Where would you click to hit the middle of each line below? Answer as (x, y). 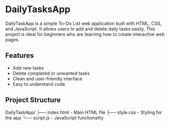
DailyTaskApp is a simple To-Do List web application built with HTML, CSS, (83, 23)
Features (20, 56)
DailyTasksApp (38, 9)
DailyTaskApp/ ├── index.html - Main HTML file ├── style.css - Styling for (84, 112)
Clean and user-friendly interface (47, 78)
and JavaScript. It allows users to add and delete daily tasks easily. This (80, 28)
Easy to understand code (39, 84)
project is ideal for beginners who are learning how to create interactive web (85, 34)
